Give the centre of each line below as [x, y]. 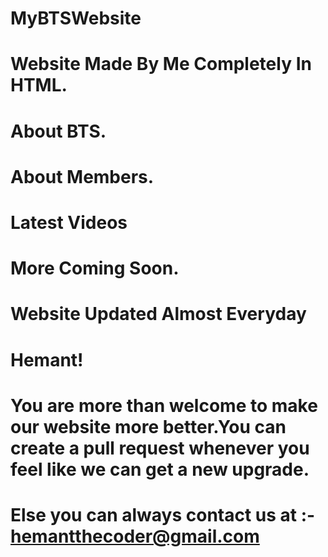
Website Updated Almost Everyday [158, 314]
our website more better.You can [148, 426]
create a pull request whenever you [160, 448]
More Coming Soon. [95, 268]
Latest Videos [69, 222]
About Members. [82, 176]
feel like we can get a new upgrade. [160, 469]
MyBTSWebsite [76, 18]
